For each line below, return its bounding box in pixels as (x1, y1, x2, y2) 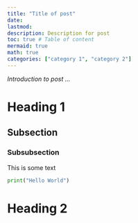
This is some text (7, 163, 56, 171)
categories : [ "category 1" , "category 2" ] (7, 56, 132, 63)
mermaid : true (7, 43, 49, 49)
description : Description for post (7, 29, 110, 37)
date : (7, 17, 23, 24)
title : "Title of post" (7, 10, 76, 17)
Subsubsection (7, 148, 60, 157)
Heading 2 (7, 200, 68, 216)
